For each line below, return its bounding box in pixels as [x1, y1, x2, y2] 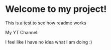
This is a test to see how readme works [5, 20, 86, 26]
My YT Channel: [5, 29, 39, 35]
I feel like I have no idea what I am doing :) [5, 39, 92, 45]
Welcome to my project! [5, 3, 107, 15]
